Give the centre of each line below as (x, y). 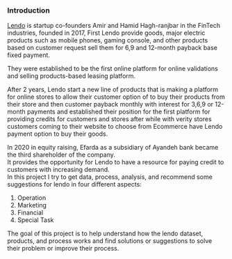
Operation (32, 198)
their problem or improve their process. (63, 249)
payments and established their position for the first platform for (118, 112)
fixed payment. (29, 55)
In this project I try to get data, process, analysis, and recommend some (110, 177)
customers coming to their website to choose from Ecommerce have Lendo (115, 127)
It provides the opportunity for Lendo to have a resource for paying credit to (116, 162)
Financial (30, 213)
